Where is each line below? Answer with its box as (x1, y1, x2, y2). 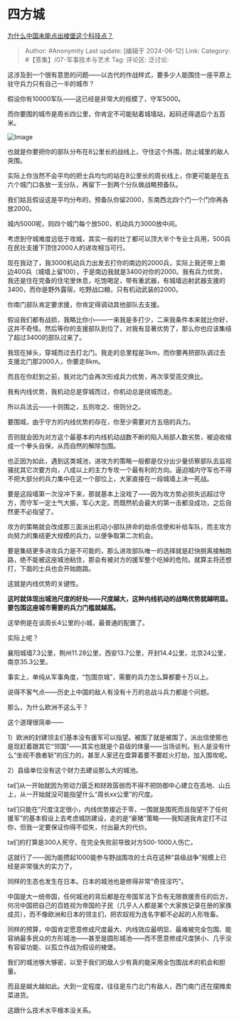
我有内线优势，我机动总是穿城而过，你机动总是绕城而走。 (7, 387, 176, 395)
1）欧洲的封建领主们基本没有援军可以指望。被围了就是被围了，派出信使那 (7, 733, 222, 742)
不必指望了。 (19, 507, 58, 515)
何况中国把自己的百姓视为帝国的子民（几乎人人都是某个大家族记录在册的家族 (7, 901, 232, 909)
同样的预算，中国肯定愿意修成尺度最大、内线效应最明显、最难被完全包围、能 (7, 925, 232, 934)
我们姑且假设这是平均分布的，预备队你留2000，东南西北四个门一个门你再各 (7, 195, 229, 203)
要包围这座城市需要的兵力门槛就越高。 (7, 603, 119, 611)
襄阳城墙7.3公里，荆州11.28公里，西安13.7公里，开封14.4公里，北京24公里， (7, 648, 230, 657)
